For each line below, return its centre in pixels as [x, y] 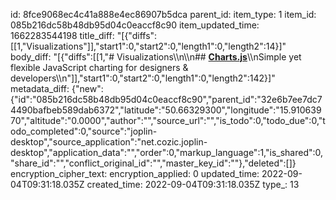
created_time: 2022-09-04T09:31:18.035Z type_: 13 [193, 184]
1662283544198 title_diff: [62, 35]
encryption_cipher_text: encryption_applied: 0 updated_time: [135, 173]
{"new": [87, 88]
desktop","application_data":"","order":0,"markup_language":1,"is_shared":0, [167, 152]
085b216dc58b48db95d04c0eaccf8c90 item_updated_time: [135, 25]
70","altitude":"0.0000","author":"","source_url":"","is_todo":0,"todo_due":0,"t [168, 120]
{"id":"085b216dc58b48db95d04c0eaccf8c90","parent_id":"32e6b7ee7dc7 [166, 99]
